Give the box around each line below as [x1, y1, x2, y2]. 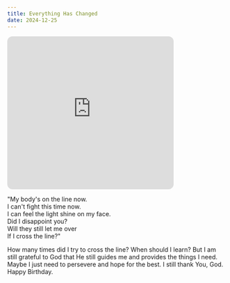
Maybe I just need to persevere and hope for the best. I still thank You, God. [7, 260, 224, 268]
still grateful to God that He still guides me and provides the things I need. [7, 252, 217, 261]
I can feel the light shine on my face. [7, 209, 111, 218]
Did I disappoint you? [7, 217, 68, 225]
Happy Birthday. [7, 267, 54, 275]
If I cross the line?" [7, 232, 61, 240]
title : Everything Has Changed [7, 10, 98, 17]
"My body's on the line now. [7, 195, 88, 203]
